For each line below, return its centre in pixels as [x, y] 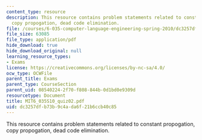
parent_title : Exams [32, 79]
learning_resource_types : [38, 56]
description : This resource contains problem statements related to [94, 17]
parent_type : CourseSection [41, 85]
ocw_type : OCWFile [29, 73]
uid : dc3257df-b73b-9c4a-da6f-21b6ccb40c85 [62, 107]
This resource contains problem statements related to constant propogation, [101, 124]
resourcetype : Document [36, 96]
